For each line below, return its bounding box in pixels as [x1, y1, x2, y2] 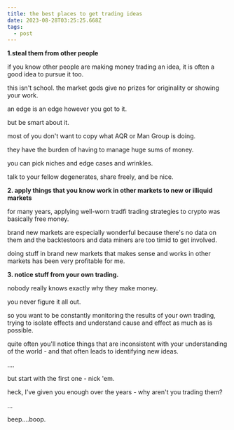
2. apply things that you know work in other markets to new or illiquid [7, 187, 213, 195]
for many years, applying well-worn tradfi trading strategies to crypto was [7, 208, 221, 216]
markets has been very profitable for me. [7, 257, 125, 265]
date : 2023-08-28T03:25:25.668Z [7, 17, 102, 24]
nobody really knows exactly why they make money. [7, 284, 158, 293]
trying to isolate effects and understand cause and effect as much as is [7, 318, 212, 327]
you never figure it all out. [7, 297, 81, 306]
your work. [7, 91, 39, 100]
